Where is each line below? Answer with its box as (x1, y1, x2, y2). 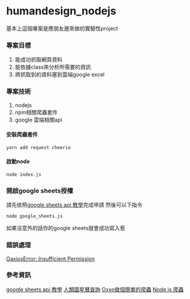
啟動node (6, 158, 30, 165)
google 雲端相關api (14, 116, 63, 123)
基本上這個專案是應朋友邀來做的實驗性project (6, 25, 119, 32)
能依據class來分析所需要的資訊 (14, 64, 91, 71)
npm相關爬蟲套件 (14, 108, 58, 116)
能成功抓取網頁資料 (14, 56, 63, 64)
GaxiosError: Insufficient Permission (6, 255, 95, 262)
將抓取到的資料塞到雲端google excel (14, 71, 105, 78)
